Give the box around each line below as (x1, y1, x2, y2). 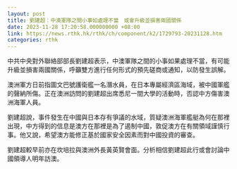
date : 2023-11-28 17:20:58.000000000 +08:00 (7, 23, 140, 30)
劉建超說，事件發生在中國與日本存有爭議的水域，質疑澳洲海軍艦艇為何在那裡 (7, 113, 230, 122)
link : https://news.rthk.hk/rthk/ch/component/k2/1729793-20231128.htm (7, 30, 222, 37)
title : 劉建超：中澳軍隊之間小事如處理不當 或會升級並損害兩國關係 (7, 17, 182, 24)
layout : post (7, 10, 46, 18)
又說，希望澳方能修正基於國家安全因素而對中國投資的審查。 (25, 131, 199, 139)
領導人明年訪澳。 (13, 154, 63, 163)
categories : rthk (7, 37, 59, 44)
